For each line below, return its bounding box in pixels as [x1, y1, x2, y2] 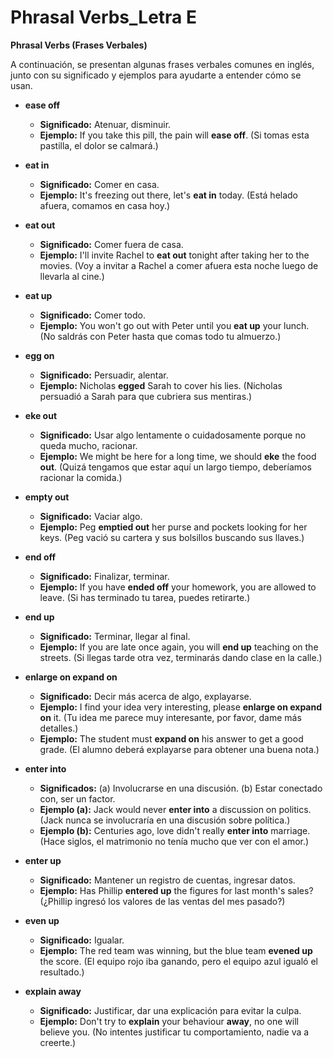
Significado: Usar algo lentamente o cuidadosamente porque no [39, 429, 307, 441]
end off [24, 551, 57, 563]
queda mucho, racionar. [39, 439, 138, 451]
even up [24, 914, 60, 926]
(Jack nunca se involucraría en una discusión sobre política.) [39, 814, 291, 826]
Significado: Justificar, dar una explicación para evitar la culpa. [39, 1004, 302, 1016]
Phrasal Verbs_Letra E [10, 6, 198, 29]
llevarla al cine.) [39, 270, 105, 282]
